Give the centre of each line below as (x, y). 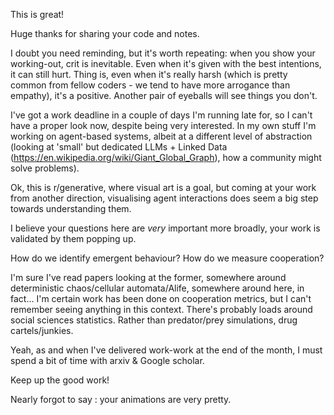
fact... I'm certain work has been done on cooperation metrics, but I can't (161, 298)
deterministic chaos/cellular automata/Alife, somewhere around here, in (157, 288)
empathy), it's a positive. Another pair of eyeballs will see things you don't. (164, 95)
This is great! (37, 14)
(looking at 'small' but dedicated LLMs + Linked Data (119, 147)
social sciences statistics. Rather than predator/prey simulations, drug (154, 320)
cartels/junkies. (42, 330)
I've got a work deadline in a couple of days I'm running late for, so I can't (161, 115)
